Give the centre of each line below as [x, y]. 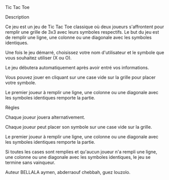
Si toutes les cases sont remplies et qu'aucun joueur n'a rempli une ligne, [81, 152]
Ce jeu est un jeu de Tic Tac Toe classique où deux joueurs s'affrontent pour [85, 27]
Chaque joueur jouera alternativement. [45, 117]
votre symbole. [21, 83]
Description [17, 17]
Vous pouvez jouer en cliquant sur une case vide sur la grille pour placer [80, 77]
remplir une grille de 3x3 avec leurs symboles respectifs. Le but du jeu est [82, 32]
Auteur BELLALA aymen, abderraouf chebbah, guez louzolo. [68, 172]
